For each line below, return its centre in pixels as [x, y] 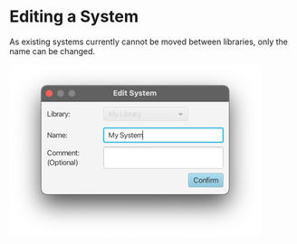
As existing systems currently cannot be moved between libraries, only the [148, 42]
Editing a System [74, 17]
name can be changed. [53, 51]
